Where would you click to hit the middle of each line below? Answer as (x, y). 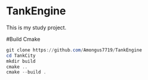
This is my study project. (36, 27)
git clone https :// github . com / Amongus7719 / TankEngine (74, 50)
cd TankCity (21, 56)
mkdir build (21, 61)
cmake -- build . (26, 72)
